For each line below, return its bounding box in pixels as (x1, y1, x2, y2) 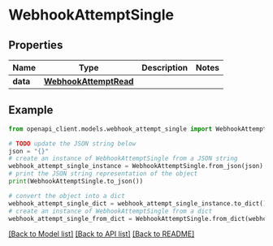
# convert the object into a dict (8, 192, 126, 200)
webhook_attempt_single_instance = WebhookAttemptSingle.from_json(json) (8, 162, 264, 170)
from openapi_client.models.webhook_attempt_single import (8, 124, 213, 133)
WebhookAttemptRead (43, 76, 134, 87)
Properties (8, 38, 63, 52)
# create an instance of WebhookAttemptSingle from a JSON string (8, 154, 238, 163)
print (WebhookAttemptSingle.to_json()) (8, 177, 144, 186)
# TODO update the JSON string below (8, 140, 136, 148)
